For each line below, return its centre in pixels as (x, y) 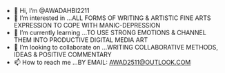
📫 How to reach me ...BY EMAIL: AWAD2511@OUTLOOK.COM (102, 62)
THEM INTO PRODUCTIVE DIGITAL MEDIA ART (81, 40)
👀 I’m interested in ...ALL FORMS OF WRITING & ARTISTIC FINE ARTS (112, 18)
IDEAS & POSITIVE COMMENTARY (62, 54)
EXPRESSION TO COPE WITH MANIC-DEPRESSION (87, 25)
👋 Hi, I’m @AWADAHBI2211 (51, 11)
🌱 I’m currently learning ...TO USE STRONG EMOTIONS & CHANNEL (110, 32)
